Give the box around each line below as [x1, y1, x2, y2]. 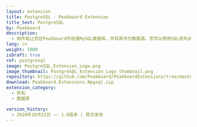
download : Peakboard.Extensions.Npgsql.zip [6, 80, 114, 85]
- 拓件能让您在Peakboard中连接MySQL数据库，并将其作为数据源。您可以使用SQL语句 [11, 36, 188, 42]
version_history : [6, 106, 49, 112]
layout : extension [6, 8, 51, 15]
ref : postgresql [6, 57, 46, 63]
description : [6, 30, 38, 36]
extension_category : [6, 85, 57, 91]
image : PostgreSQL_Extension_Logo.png [6, 63, 101, 69]
